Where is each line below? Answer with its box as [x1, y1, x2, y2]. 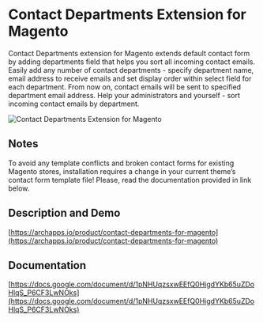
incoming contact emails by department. [8, 99, 140, 108]
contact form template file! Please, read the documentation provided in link [8, 175, 252, 184]
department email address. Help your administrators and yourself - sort [8, 90, 241, 100]
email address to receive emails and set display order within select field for [8, 74, 252, 83]
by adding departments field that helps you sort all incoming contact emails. [8, 57, 256, 66]
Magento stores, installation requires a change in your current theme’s [8, 166, 236, 176]
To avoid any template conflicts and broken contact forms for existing [8, 158, 235, 168]
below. [8, 184, 30, 193]
